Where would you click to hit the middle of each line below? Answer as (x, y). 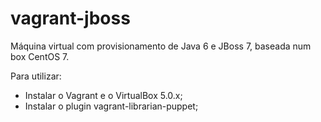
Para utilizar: (36, 76)
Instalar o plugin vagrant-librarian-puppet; (111, 106)
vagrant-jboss (70, 18)
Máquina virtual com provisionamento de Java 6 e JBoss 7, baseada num (161, 46)
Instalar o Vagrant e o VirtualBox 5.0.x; (103, 95)
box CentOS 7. (40, 56)
